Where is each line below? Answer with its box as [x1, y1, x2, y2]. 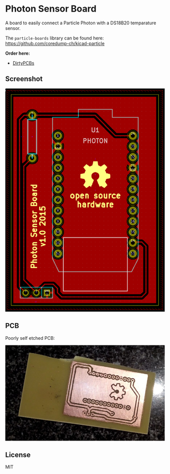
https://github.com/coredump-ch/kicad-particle [5, 40, 105, 46]
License [5, 450, 31, 459]
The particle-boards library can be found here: [5, 35, 104, 41]
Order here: [5, 50, 30, 56]
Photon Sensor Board [5, 3, 97, 15]
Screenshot [5, 74, 43, 84]
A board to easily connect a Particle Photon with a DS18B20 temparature [5, 20, 156, 26]
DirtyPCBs [12, 60, 34, 66]
